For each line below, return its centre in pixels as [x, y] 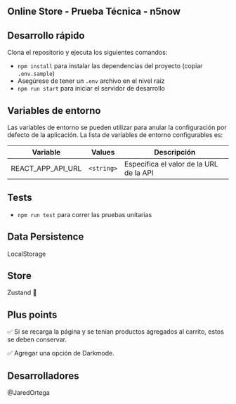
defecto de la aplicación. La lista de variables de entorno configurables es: [115, 135]
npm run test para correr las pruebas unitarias [85, 214]
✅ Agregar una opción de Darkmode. [61, 353]
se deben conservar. [37, 339]
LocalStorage [27, 254]
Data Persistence [46, 237]
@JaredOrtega [29, 393]
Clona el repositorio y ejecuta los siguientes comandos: [87, 53]
